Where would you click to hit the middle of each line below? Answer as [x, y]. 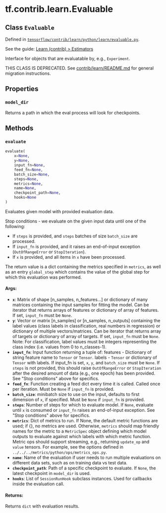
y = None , [22, 161]
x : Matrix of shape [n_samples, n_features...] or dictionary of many [80, 300]
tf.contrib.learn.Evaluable [59, 9]
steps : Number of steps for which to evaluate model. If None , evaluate [83, 405]
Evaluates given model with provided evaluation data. [59, 211]
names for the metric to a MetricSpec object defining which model [79, 431]
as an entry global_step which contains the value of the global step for [77, 272]
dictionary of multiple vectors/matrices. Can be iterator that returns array [87, 331]
